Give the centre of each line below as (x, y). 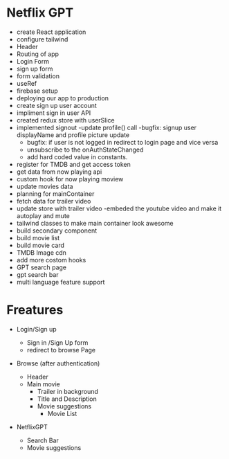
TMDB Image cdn (42, 252)
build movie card (40, 245)
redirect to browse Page (61, 350)
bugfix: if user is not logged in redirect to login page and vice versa (122, 142)
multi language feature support (61, 282)
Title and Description (67, 399)
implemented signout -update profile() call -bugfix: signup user (107, 127)
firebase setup (37, 91)
